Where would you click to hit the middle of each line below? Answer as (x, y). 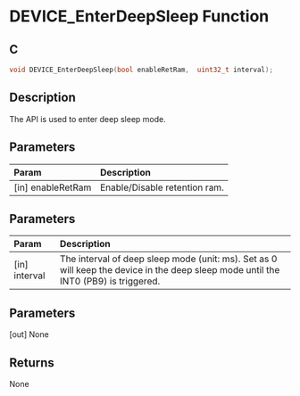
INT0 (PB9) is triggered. (110, 281)
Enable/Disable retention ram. (162, 187)
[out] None (29, 334)
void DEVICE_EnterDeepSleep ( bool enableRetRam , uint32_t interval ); (142, 70)
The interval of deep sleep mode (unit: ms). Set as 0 (168, 259)
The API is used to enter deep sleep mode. (88, 119)
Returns (32, 363)
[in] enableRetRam (53, 187)
